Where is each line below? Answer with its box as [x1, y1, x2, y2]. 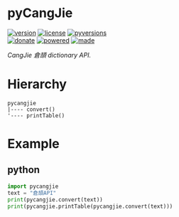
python [7, 164, 40, 176]
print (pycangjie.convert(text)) [7, 196, 103, 203]
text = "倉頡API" [7, 189, 57, 196]
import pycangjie [7, 183, 59, 190]
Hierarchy [7, 76, 67, 92]
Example [7, 136, 60, 152]
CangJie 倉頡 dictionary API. [7, 51, 91, 59]
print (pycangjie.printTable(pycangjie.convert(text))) [7, 203, 173, 210]
